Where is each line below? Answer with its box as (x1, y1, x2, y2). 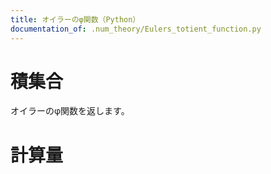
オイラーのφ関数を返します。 (10, 105, 130, 117)
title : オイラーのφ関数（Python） (10, 14, 141, 25)
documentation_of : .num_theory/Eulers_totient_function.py (10, 24, 262, 34)
